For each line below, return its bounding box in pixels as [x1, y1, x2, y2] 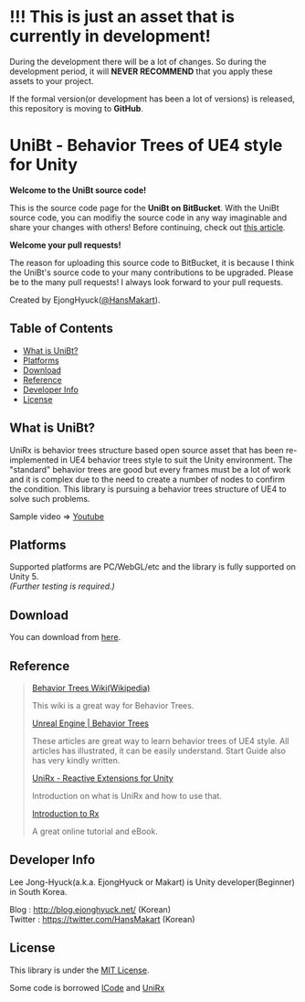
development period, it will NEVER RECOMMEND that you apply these [9, 66, 273, 77]
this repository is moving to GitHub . [9, 102, 144, 113]
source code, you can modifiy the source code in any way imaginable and [9, 212, 288, 223]
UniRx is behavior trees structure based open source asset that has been [9, 444, 285, 455]
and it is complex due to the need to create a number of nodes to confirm [9, 474, 286, 485]
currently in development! [9, 26, 212, 47]
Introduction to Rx [31, 807, 100, 819]
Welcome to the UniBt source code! [9, 185, 147, 196]
